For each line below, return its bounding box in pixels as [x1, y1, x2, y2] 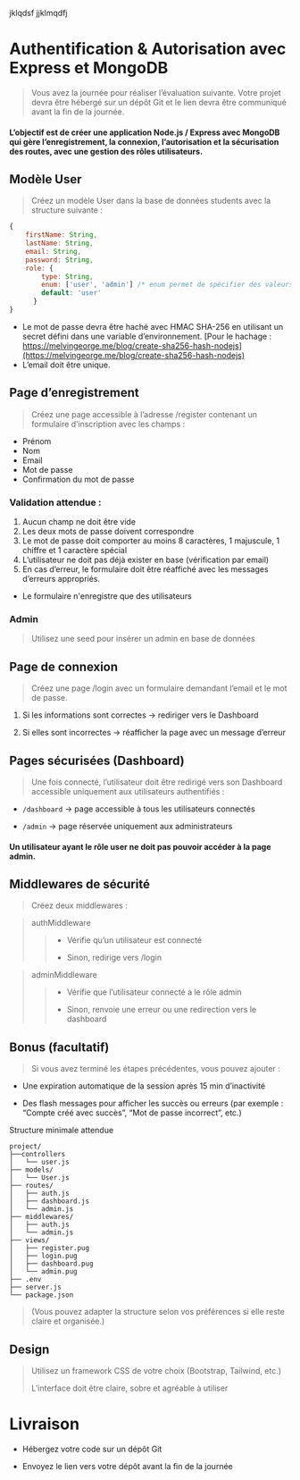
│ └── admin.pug [9, 1267, 78, 1276]
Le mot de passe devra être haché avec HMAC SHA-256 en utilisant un [21, 321, 284, 332]
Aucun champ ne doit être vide [21, 517, 137, 527]
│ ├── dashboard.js [9, 1197, 90, 1206]
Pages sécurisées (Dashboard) [9, 753, 185, 768]
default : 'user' [41, 289, 102, 298]
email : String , [25, 247, 82, 256]
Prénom [21, 435, 52, 446]
